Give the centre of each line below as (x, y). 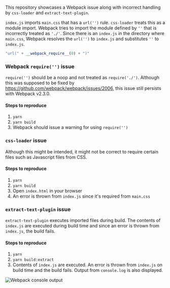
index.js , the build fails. (30, 231)
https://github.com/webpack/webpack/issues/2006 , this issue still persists (83, 88)
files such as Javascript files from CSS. (46, 157)
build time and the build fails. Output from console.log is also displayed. (88, 270)
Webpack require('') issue (40, 67)
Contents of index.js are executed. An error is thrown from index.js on (88, 265)
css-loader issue (26, 141)
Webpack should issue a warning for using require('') (70, 127)
